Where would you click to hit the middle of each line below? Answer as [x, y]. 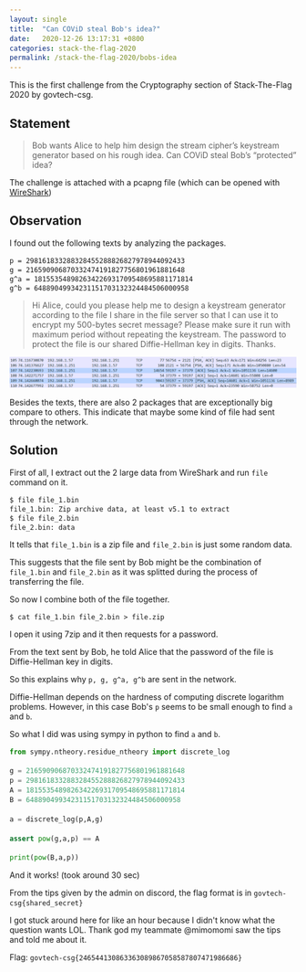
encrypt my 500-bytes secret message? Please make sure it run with [161, 324]
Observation [46, 221]
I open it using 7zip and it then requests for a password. [114, 634]
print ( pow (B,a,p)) [44, 858]
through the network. [49, 421]
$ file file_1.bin [44, 500]
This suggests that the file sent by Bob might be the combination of [136, 562]
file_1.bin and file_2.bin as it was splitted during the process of [133, 572]
